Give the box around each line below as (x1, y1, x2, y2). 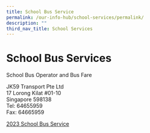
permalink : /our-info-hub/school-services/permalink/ (6, 14, 145, 20)
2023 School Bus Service (6, 120, 69, 128)
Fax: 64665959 (6, 109, 45, 116)
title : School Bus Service (6, 8, 74, 15)
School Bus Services (6, 52, 112, 65)
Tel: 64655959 (6, 102, 43, 110)
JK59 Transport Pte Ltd (6, 83, 64, 90)
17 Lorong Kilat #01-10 (6, 90, 61, 97)
